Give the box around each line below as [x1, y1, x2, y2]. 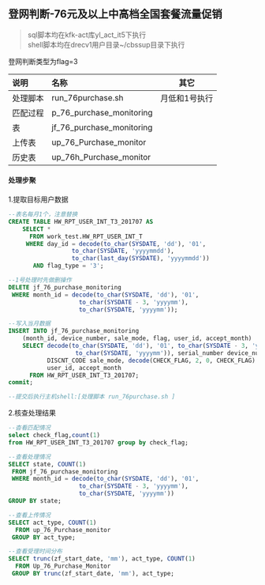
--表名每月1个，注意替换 [8, 210, 78, 219]
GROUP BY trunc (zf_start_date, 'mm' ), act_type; [11, 570, 175, 578]
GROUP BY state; [8, 497, 62, 505]
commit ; [8, 379, 34, 387]
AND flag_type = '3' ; [32, 262, 104, 270]
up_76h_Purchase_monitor [51, 151, 151, 162]
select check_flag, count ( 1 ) [8, 432, 101, 440]
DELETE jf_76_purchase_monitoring [8, 283, 122, 291]
